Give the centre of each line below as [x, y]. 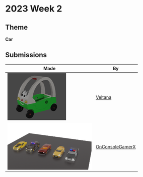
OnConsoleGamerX [116, 146]
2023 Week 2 [34, 9]
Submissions [26, 55]
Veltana [103, 97]
